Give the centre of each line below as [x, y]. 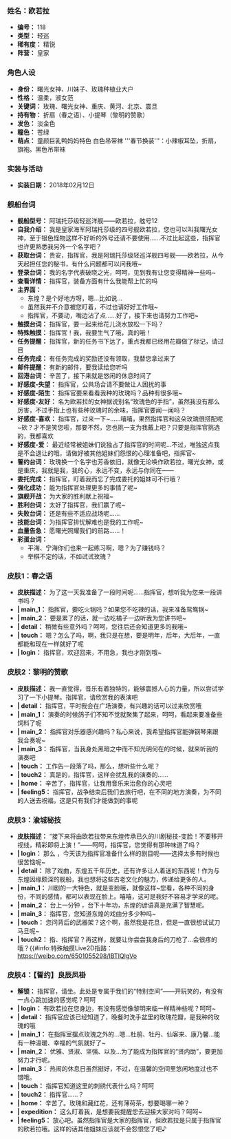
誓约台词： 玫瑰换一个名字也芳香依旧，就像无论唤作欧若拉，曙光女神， [117, 462]
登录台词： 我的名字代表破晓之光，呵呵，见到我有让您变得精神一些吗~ [116, 273]
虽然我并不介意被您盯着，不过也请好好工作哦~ [92, 307]
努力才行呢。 [35, 1060]
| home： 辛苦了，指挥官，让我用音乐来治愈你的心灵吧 [94, 783]
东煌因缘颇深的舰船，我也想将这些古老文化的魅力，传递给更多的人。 [113, 879]
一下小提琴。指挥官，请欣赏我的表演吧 [84, 697]
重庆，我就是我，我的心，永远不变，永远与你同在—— [98, 470]
